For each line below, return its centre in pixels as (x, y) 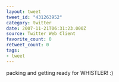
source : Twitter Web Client (41, 34)
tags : (13, 51)
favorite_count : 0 (29, 39)
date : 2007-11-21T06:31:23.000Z (46, 28)
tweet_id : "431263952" (34, 17)
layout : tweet (24, 12)
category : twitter (29, 23)
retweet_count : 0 (28, 45)
